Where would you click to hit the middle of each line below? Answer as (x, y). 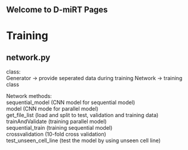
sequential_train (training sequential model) (59, 128)
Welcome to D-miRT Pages (57, 10)
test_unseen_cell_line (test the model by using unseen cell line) (84, 140)
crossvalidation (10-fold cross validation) (56, 134)
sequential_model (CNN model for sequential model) (71, 102)
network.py (28, 57)
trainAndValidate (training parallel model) (56, 121)
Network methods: (29, 96)
